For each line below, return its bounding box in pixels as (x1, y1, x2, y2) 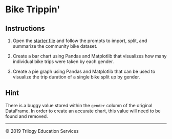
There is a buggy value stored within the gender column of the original (5, 102, 153, 108)
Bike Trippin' (5, 4, 60, 15)
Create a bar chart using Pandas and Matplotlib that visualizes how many (12, 53, 167, 59)
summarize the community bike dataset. (12, 43, 98, 49)
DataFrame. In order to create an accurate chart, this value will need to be (5, 108, 161, 114)
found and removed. (5, 113, 48, 119)
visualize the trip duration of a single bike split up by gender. (12, 74, 140, 80)
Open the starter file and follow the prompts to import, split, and (12, 37, 147, 44)
